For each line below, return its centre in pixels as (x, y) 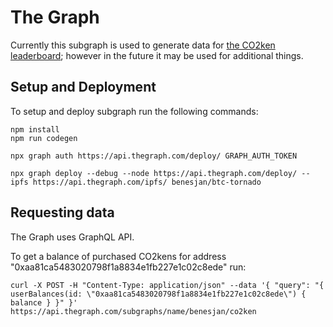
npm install (35, 129)
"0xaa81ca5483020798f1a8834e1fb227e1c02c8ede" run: (128, 267)
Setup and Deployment (83, 87)
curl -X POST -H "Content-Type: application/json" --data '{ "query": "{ (167, 285)
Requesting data (62, 212)
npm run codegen (44, 138)
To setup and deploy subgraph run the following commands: (134, 111)
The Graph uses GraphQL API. (72, 237)
